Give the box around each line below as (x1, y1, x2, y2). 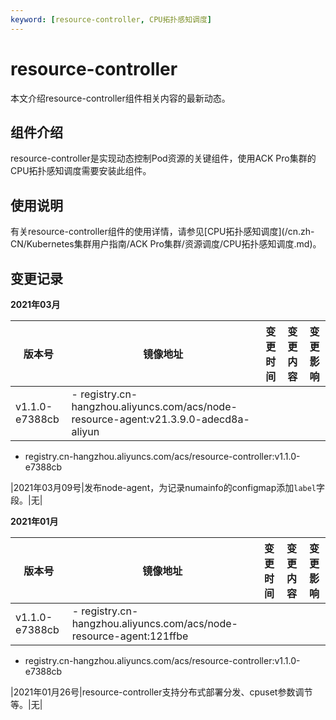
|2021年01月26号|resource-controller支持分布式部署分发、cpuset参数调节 (10, 686, 313, 698)
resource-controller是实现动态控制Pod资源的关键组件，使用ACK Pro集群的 (10, 152, 317, 165)
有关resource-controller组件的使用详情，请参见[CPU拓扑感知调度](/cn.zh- (10, 226, 315, 238)
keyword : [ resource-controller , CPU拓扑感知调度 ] (10, 14, 212, 25)
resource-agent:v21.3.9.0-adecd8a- (71, 412, 250, 426)
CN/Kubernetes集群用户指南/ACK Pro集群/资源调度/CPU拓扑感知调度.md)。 (10, 238, 322, 250)
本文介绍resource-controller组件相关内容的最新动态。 (10, 92, 231, 104)
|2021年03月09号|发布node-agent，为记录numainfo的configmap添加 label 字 (10, 482, 326, 493)
